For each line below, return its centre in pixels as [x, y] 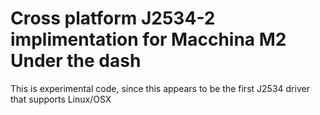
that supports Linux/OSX [61, 99]
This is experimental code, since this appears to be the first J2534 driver [160, 88]
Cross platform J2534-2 [113, 18]
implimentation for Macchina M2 [148, 39]
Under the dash [76, 61]
